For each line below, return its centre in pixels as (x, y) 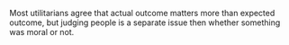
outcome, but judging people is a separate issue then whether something (145, 22)
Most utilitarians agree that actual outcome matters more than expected (142, 13)
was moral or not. (42, 32)
